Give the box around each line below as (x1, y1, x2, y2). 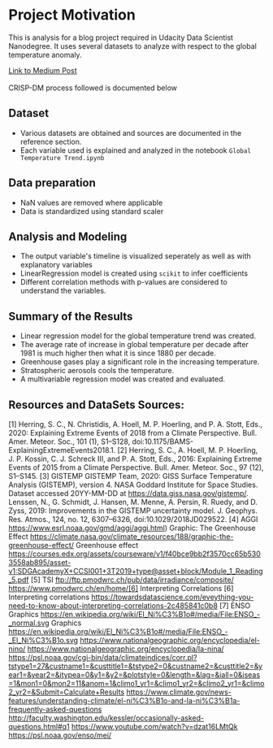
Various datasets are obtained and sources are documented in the (19, 128, 242, 137)
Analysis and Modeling (8, 229, 128, 243)
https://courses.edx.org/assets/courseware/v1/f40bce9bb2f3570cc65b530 (8, 549, 262, 559)
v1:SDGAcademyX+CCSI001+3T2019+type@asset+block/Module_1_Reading (8, 567, 263, 576)
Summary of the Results (8, 309, 133, 323)
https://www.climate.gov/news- (125, 687, 232, 697)
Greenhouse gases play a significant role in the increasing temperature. (19, 357, 260, 367)
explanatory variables (19, 260, 93, 270)
